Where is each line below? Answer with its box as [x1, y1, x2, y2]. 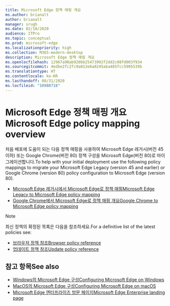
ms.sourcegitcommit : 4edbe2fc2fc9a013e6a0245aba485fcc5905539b [5, 64, 143, 69]
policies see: [5, 229, 32, 235]
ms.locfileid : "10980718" [5, 83, 60, 88]
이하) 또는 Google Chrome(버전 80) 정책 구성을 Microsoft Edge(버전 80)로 [5, 152, 156, 158]
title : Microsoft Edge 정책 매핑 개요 [5, 7, 81, 13]
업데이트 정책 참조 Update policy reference [12, 246, 99, 252]
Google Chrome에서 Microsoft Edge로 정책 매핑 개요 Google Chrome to [12, 197, 158, 203]
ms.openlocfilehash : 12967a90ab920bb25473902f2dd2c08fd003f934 [5, 59, 143, 65]
